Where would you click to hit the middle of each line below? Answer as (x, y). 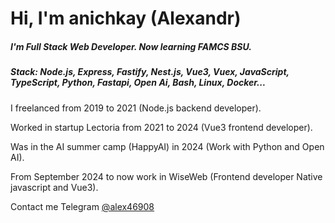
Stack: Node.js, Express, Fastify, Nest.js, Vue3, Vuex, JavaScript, (150, 72)
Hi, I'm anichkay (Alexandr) (126, 18)
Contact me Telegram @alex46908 (82, 206)
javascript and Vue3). (54, 187)
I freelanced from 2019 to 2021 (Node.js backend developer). (136, 108)
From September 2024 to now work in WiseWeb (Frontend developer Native (166, 176)
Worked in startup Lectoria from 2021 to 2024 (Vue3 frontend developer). (161, 127)
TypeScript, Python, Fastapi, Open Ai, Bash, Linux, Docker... (138, 83)
